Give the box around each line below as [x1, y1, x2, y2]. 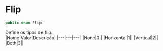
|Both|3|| [5, 40, 24, 46]
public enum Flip [5, 20, 42, 25]
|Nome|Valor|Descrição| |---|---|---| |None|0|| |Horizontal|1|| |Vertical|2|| [5, 34, 158, 41]
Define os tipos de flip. [5, 29, 53, 35]
